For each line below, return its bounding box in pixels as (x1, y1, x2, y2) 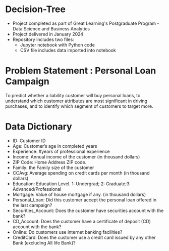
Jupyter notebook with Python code (20, 41, 95, 48)
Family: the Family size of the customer (12, 164, 94, 171)
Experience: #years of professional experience (12, 148, 110, 154)
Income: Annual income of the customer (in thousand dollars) (12, 153, 140, 160)
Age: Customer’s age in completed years (12, 143, 97, 149)
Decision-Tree (5, 4, 66, 15)
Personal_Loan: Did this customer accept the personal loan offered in (12, 196, 157, 203)
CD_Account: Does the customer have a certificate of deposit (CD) (12, 218, 151, 224)
